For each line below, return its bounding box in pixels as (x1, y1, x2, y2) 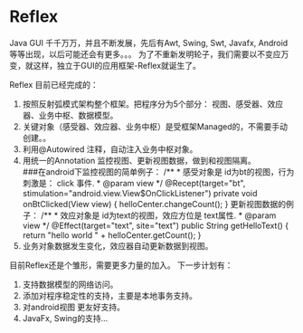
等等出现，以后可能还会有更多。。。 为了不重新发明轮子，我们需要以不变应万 (9, 48, 289, 60)
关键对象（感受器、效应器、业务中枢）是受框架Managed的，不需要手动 (22, 120, 288, 132)
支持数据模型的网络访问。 (22, 279, 118, 290)
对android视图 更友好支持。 (22, 301, 125, 312)
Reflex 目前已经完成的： (9, 79, 99, 90)
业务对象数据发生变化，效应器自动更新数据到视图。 (22, 240, 213, 251)
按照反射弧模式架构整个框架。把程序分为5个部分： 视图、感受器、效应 (22, 98, 284, 109)
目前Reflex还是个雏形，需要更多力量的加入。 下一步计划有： (9, 260, 233, 271)
